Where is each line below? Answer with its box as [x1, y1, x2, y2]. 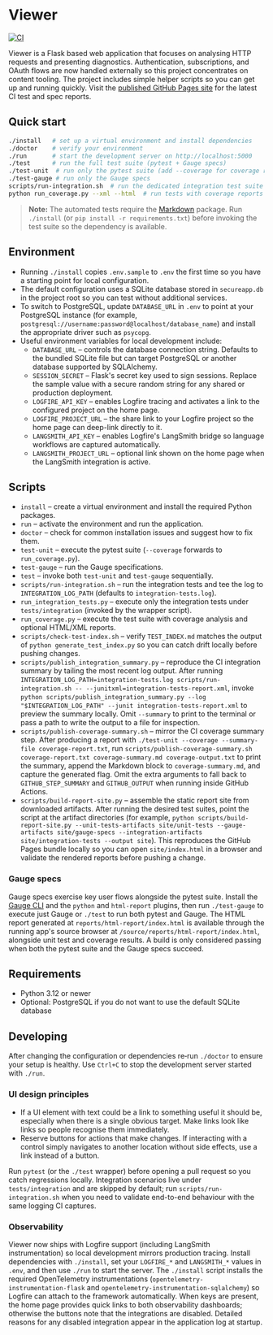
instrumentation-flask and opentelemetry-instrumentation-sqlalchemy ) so [8, 1282, 260, 1292]
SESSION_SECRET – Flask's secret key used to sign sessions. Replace [32, 370, 258, 380]
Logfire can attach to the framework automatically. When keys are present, [8, 1291, 259, 1301]
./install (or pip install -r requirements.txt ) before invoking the [28, 213, 258, 223]
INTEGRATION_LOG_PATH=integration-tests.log [19, 676, 174, 685]
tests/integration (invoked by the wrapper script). [19, 606, 193, 615]
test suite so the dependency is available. [28, 221, 167, 231]
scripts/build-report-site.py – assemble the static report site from [19, 795, 249, 806]
